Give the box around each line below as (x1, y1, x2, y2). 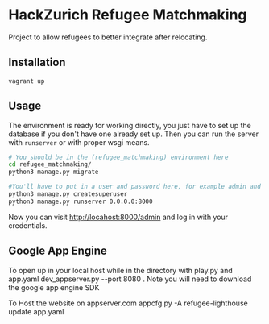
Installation (8, 56, 66, 69)
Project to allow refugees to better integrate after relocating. (8, 32, 208, 42)
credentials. (8, 220, 48, 231)
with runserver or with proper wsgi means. (8, 137, 151, 147)
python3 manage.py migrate (8, 168, 99, 177)
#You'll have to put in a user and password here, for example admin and (8, 183, 262, 191)
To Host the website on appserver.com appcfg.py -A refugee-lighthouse (8, 298, 248, 308)
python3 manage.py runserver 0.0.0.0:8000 (8, 197, 153, 206)
